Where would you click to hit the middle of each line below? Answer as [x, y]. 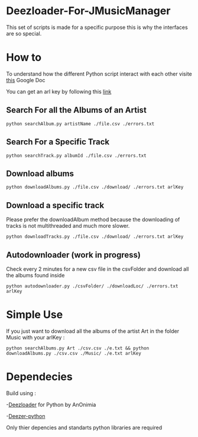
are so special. [24, 33]
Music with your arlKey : [35, 337]
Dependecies [39, 377]
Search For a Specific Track [58, 142]
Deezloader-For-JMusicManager [88, 11]
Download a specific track [55, 205]
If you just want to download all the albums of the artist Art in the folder [92, 331]
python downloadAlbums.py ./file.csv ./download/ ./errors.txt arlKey [95, 187]
